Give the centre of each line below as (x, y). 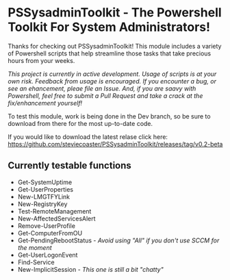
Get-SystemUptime (45, 182)
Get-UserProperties (46, 189)
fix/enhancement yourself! (45, 103)
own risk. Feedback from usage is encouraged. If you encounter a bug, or (112, 81)
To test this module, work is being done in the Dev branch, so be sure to (109, 116)
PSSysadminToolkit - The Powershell (115, 13)
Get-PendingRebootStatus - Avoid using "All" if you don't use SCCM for (118, 240)
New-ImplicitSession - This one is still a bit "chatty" (90, 269)
